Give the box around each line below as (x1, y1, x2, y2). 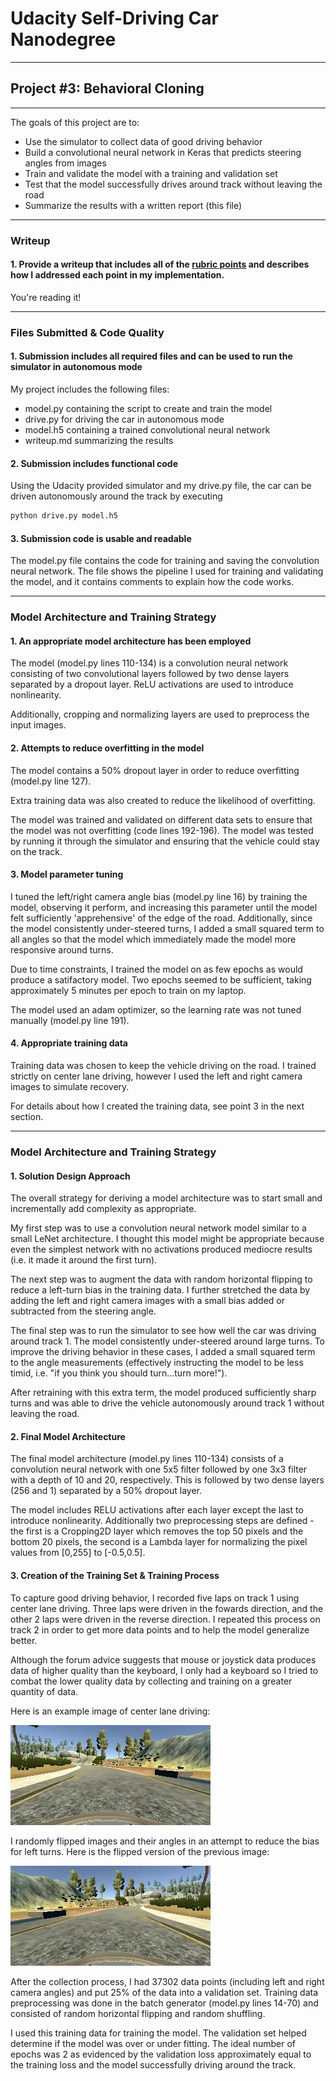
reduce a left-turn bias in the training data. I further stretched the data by (10, 1284, 311, 1296)
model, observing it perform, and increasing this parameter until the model (10, 901, 318, 913)
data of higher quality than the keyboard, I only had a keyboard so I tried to (10, 1664, 319, 1676)
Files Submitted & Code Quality (10, 325, 165, 339)
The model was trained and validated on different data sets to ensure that (10, 813, 313, 826)
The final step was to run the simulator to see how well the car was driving (10, 1325, 317, 1337)
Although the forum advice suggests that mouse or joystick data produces (10, 1653, 317, 1666)
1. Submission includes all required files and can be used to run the (10, 350, 293, 362)
